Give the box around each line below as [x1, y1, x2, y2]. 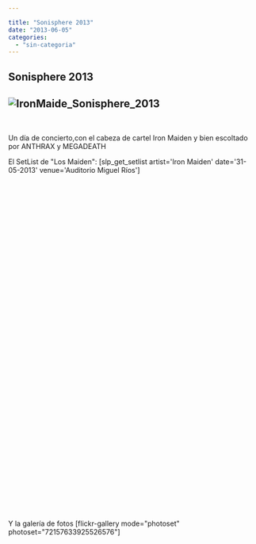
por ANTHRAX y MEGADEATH [8, 142, 107, 151]
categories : [8, 33, 48, 41]
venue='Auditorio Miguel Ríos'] [39, 166, 140, 175]
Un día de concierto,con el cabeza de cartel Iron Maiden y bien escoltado [8, 133, 248, 143]
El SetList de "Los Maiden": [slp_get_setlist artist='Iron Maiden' [8, 157, 214, 167]
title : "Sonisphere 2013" [8, 18, 94, 26]
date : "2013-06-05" [8, 25, 73, 34]
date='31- [215, 157, 247, 167]
